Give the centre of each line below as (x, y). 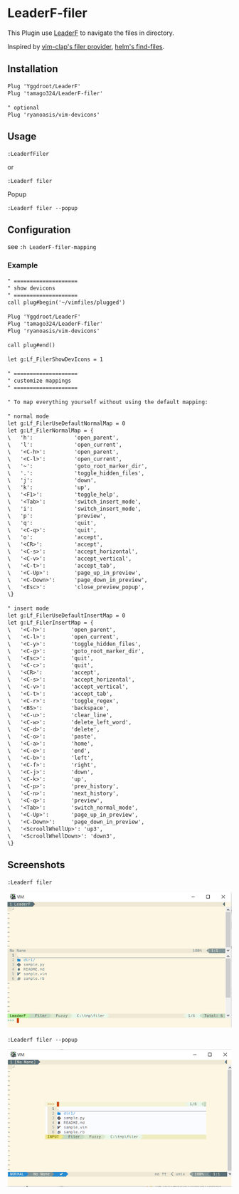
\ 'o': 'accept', (55, 537)
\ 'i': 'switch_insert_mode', (74, 509)
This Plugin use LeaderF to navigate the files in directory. (91, 33)
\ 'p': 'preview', (57, 516)
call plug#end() (31, 345)
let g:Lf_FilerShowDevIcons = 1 (55, 359)
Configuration (39, 229)
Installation (33, 69)
